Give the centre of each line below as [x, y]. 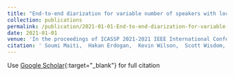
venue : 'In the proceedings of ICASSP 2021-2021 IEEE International [109, 39]
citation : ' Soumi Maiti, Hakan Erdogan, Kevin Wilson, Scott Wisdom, [117, 46]
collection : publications [45, 20]
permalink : [23, 26]
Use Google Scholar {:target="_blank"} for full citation [84, 65]
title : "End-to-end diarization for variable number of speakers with [112, 13]
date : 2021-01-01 [32, 33]
